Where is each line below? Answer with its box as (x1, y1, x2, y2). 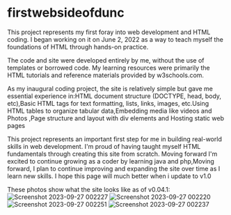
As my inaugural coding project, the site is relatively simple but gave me (7, 84, 214, 93)
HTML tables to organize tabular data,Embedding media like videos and (7, 106, 212, 115)
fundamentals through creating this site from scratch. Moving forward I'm (7, 150, 218, 158)
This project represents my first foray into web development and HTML (7, 28, 211, 36)
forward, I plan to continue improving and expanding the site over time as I (7, 164, 221, 173)
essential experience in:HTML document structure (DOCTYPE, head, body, (7, 92, 221, 100)
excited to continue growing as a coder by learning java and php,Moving (7, 157, 214, 165)
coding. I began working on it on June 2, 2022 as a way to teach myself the (7, 35, 224, 43)
